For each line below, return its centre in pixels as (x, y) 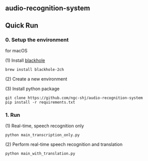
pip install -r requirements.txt (40, 103)
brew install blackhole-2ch (35, 70)
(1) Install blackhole (25, 60)
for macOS (16, 51)
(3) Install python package (32, 89)
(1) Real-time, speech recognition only (45, 126)
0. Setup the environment (37, 40)
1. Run (13, 115)
